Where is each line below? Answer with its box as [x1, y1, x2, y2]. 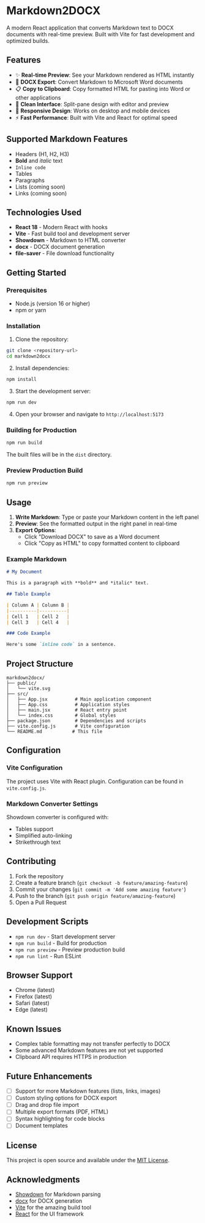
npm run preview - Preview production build [15, 946, 125, 953]
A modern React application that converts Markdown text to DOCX [6, 24, 174, 31]
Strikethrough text [15, 838, 61, 846]
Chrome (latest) [15, 986, 55, 994]
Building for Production [6, 425, 77, 434]
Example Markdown [6, 554, 67, 563]
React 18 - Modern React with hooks [15, 224, 108, 231]
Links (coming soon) [15, 189, 67, 197]
